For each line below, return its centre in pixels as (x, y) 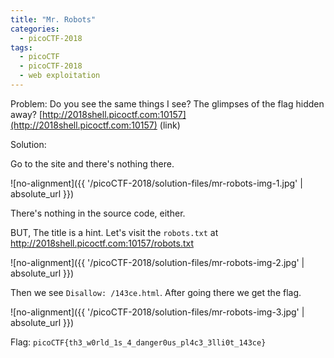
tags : (21, 47)
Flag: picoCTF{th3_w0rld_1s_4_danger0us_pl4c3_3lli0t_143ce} (138, 342)
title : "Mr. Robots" (53, 19)
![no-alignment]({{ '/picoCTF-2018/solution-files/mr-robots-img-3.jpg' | (157, 312)
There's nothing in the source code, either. (98, 213)
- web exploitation (60, 76)
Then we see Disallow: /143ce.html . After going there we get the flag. (156, 292)
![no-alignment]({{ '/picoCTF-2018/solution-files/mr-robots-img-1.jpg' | (156, 183)
